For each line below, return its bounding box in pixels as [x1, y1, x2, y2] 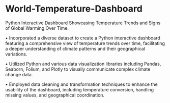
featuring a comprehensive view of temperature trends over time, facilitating [5, 40, 165, 46]
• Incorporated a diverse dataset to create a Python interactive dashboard [5, 35, 160, 41]
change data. [5, 71, 33, 77]
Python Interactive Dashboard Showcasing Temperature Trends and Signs [5, 20, 161, 26]
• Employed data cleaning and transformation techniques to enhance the [5, 81, 158, 87]
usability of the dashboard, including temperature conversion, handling [5, 86, 154, 92]
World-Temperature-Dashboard [5, 3, 143, 15]
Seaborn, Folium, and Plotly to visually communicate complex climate [5, 66, 151, 72]
